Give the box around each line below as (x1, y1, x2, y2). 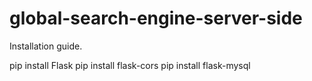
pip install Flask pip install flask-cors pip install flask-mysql (9, 59, 251, 71)
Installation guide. (9, 40, 83, 52)
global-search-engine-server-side (9, 7, 303, 30)
